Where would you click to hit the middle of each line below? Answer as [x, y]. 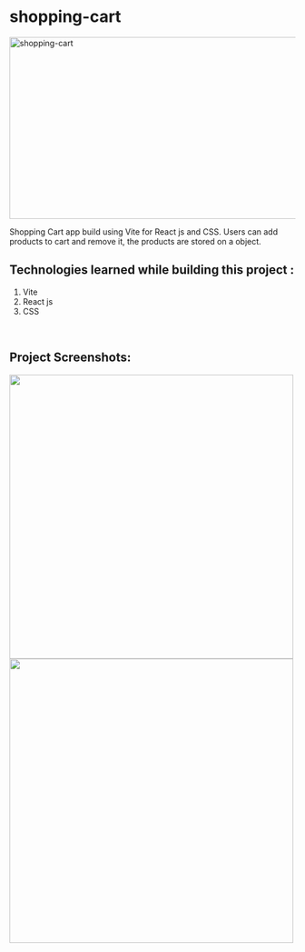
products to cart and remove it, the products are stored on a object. [135, 241]
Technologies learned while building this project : [152, 270]
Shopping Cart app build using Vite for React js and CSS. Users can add [144, 231]
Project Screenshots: [70, 358]
